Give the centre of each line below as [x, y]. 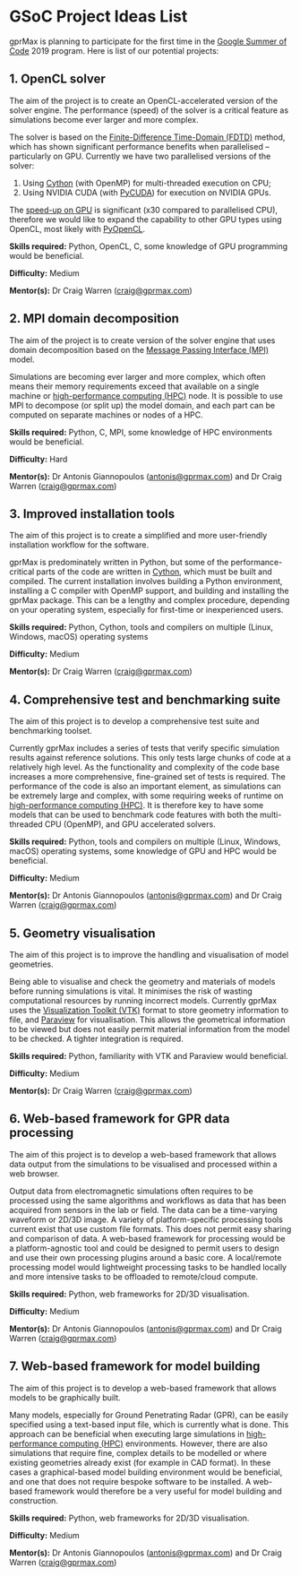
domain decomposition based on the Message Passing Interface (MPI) [139, 349]
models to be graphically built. [65, 1397]
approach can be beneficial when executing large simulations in [127, 1434]
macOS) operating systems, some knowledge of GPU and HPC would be [143, 851]
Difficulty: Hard [39, 459]
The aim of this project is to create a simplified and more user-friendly [138, 536]
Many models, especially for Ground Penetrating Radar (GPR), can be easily [149, 1415]
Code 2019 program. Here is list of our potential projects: [114, 50]
